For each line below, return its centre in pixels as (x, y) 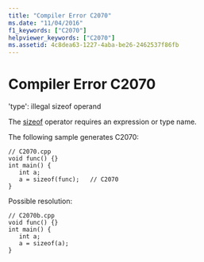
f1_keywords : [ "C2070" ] (48, 30)
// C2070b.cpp (32, 216)
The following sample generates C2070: (73, 137)
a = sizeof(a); (44, 244)
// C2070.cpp (30, 152)
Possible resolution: (40, 201)
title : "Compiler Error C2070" (60, 15)
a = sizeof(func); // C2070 (69, 179)
